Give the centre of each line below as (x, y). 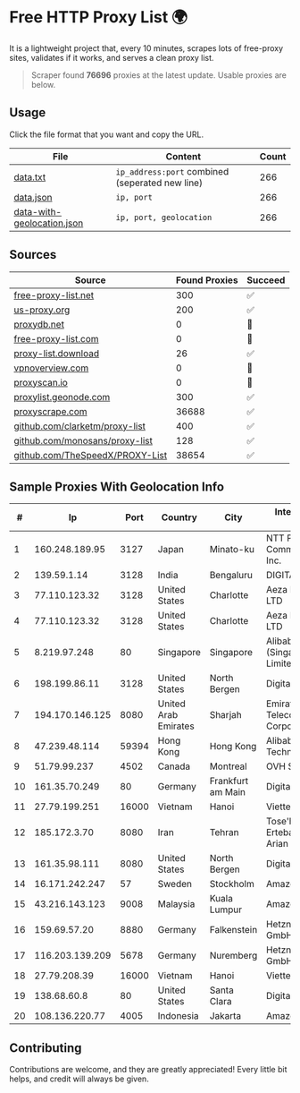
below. (43, 84)
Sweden (175, 884)
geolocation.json (49, 223)
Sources (33, 255)
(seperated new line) (159, 183)
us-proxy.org (42, 310)
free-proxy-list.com (57, 338)
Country (179, 517)
